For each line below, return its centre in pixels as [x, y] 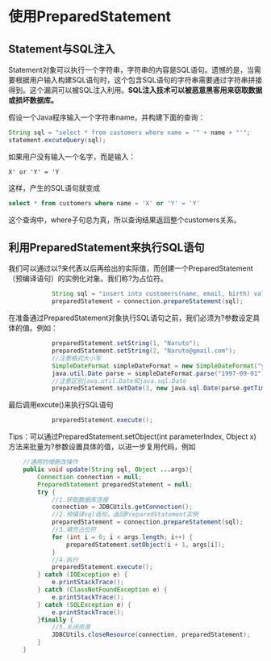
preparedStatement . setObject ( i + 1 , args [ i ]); [146, 545]
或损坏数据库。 [33, 100]
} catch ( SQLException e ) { [84, 604]
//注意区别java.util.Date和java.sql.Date [119, 381]
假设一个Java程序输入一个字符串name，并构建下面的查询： [107, 117]
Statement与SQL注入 [62, 49]
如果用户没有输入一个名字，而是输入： [72, 156]
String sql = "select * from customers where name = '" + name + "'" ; [129, 133]
